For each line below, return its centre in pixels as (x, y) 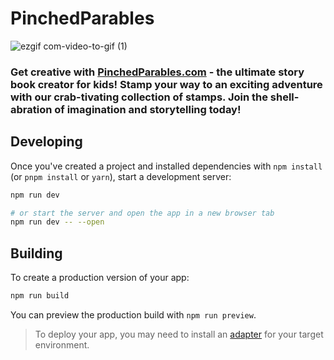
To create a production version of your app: (100, 278)
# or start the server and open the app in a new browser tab (142, 213)
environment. (62, 344)
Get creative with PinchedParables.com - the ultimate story (157, 72)
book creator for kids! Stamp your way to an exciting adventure (166, 84)
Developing (46, 142)
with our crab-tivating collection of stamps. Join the (139, 97)
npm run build (40, 296)
